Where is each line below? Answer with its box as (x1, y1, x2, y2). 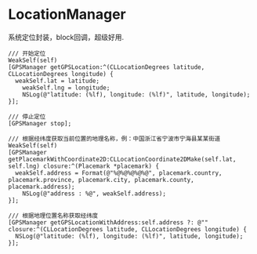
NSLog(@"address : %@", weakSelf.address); (22, 190, 167, 198)
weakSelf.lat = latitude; (15, 77, 100, 85)
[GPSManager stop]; (8, 119, 72, 127)
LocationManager (8, 5, 127, 24)
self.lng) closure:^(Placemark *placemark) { (8, 162, 159, 170)
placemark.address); (8, 183, 76, 190)
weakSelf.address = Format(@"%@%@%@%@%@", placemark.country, (15, 169, 223, 177)
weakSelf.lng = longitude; (22, 84, 110, 92)
